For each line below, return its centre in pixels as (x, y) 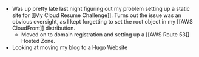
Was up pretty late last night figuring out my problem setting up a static (101, 9)
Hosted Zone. (38, 41)
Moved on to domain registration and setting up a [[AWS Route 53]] (105, 35)
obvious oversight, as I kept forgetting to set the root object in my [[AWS (102, 22)
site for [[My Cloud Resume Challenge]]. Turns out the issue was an (97, 15)
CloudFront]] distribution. (44, 28)
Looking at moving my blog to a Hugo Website (70, 47)
